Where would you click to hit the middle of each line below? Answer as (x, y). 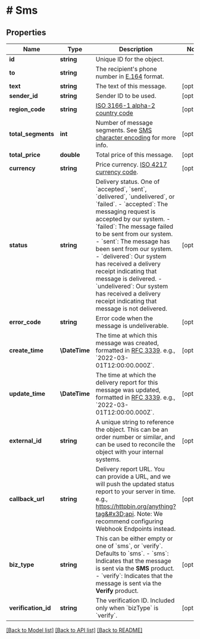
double (70, 155)
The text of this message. (131, 86)
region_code (27, 109)
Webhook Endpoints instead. (136, 529)
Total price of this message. (135, 155)
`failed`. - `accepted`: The (132, 204)
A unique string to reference (135, 422)
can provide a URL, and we (133, 477)
